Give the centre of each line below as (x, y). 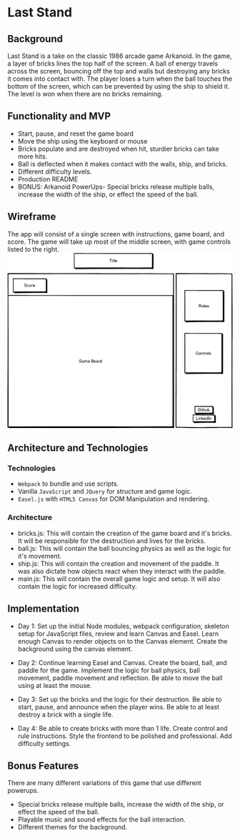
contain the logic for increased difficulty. (77, 586)
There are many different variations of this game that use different (104, 783)
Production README (48, 179)
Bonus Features (43, 765)
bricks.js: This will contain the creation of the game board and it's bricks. (125, 533)
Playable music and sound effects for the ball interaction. (101, 819)
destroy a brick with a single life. (65, 714)
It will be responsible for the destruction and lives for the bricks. (111, 541)
